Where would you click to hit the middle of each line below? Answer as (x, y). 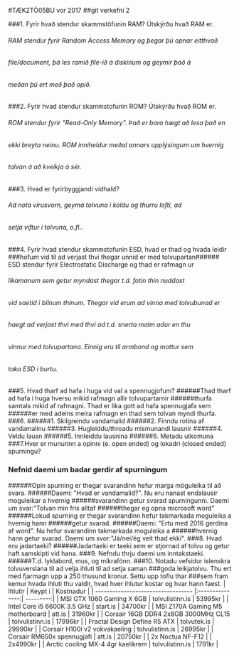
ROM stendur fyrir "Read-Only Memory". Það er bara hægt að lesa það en (117, 123)
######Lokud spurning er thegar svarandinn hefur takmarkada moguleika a (120, 516)
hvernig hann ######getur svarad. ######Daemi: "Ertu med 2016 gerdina (118, 523)
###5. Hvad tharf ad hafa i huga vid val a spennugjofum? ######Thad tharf (119, 391)
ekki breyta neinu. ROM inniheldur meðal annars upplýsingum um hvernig (116, 144)
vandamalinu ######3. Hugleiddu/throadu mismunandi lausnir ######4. (116, 429)
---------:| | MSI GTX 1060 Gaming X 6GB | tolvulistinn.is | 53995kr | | (127, 598)
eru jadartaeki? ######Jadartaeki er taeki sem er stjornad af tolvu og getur (119, 545)
